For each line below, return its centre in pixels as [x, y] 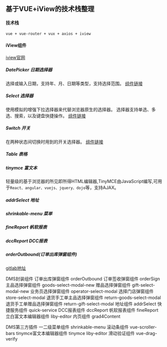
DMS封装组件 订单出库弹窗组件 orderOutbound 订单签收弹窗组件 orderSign [83, 279]
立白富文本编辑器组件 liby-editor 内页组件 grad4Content [63, 316]
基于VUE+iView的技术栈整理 [50, 9]
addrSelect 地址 [22, 200]
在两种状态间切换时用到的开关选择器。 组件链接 [54, 141]
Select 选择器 [20, 96]
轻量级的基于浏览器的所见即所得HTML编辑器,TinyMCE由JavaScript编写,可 [82, 182]
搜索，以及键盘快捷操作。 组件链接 [50, 116]
